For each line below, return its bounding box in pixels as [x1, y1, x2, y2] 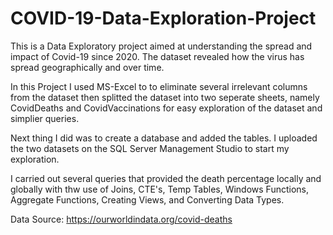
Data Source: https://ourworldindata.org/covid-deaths [10, 213, 233, 225]
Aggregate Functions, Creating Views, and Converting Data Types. [10, 193, 285, 206]
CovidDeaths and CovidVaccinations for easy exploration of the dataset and [10, 102, 323, 114]
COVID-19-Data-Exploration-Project [10, 7, 317, 30]
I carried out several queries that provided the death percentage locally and [10, 172, 322, 184]
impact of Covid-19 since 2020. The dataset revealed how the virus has [10, 50, 305, 62]
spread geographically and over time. [10, 61, 165, 73]
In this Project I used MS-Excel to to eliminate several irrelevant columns [10, 80, 308, 92]
